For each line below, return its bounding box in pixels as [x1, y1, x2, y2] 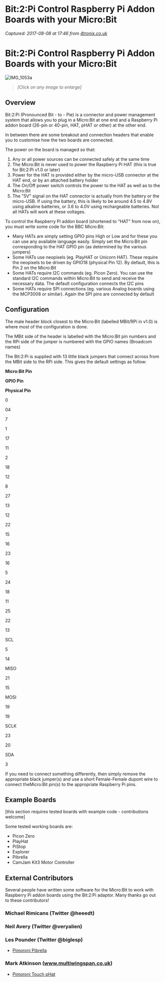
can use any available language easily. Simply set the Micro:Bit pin [12, 238, 148, 244]
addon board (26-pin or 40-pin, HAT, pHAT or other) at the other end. [5, 122, 147, 128]
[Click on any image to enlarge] [17, 84, 82, 90]
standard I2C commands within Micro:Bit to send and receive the [12, 275, 145, 281]
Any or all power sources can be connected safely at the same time [12, 156, 150, 162]
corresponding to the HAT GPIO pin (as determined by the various [12, 243, 147, 249]
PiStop [12, 843, 26, 849]
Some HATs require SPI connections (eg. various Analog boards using [12, 285, 155, 291]
